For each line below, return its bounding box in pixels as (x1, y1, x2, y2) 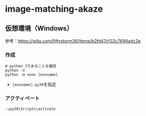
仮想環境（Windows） (5, 24, 73, 32)
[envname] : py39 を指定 (12, 82, 56, 88)
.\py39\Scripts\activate (5, 106, 56, 111)
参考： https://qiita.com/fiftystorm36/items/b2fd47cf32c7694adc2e (5, 38, 141, 44)
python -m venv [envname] (5, 72, 58, 77)
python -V (5, 68, 25, 73)
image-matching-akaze (5, 3, 103, 15)
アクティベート (5, 95, 40, 102)
